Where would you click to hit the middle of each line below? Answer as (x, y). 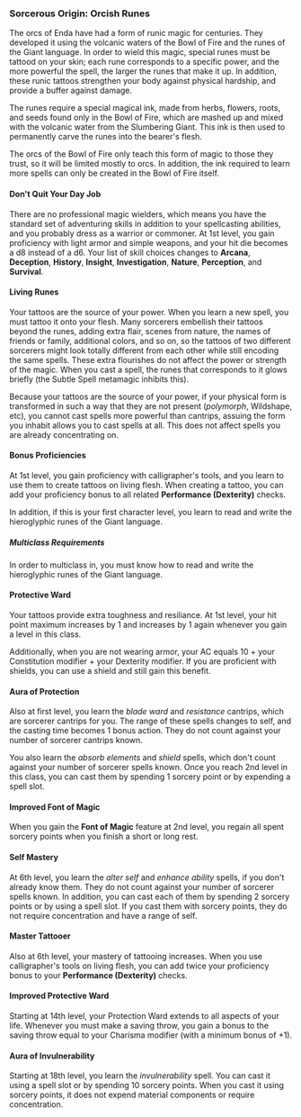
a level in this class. (45, 634)
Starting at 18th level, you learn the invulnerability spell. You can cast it (140, 1076)
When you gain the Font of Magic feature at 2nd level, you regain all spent (147, 827)
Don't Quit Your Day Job (55, 194)
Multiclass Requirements (57, 542)
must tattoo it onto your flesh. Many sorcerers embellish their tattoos (136, 322)
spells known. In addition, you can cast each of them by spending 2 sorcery (150, 896)
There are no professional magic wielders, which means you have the (138, 213)
